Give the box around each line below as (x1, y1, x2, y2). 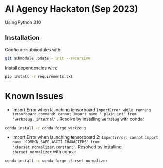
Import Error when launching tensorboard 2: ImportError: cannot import (12, 134, 159, 140)
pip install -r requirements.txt (5, 74, 73, 79)
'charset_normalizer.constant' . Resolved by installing (12, 144, 122, 149)
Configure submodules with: (5, 46, 62, 52)
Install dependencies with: (5, 65, 58, 71)
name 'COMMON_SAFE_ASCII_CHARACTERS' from (12, 140, 100, 145)
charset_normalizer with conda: (12, 149, 76, 155)
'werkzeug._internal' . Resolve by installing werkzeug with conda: (12, 116, 144, 122)
